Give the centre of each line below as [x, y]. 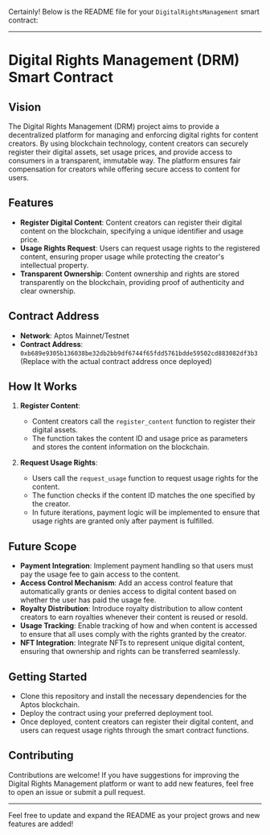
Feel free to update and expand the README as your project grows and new [134, 815]
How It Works [43, 387]
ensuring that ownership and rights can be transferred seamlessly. [130, 651]
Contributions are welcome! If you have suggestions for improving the [124, 775]
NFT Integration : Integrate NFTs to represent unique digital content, [132, 643]
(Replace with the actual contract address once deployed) [116, 361]
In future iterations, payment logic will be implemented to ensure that [146, 513]
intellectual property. [54, 265]
